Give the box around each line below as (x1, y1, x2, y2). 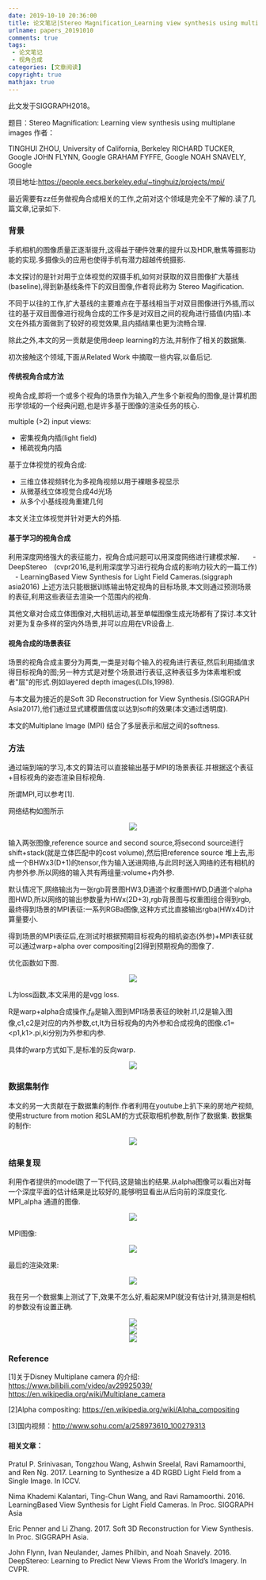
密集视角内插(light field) (19, 434, 97, 442)
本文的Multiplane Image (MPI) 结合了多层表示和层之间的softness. (8, 721, 220, 730)
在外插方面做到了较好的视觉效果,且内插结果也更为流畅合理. (14, 318, 207, 328)
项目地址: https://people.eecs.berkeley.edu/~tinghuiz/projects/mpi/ (8, 176, 226, 187)
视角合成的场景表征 (8, 638, 71, 648)
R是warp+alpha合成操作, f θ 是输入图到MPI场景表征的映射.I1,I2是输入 (8, 1006, 226, 1018)
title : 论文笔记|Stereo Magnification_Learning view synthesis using (8, 19, 237, 27)
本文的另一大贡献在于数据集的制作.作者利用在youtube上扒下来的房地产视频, (8, 1100, 254, 1110)
